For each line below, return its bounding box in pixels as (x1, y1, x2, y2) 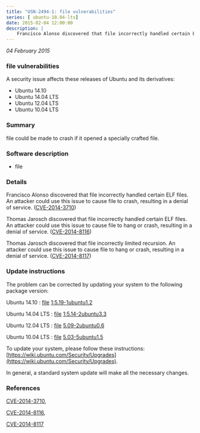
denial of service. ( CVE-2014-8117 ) (6, 253, 92, 260)
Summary (6, 121, 36, 129)
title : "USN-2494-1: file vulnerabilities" (6, 8, 116, 15)
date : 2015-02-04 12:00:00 (6, 20, 73, 26)
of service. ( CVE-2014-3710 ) (6, 204, 76, 211)
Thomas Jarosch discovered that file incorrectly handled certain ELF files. (6, 216, 187, 223)
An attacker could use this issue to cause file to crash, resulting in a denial (6, 198, 189, 205)
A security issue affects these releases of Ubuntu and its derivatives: (6, 76, 175, 83)
